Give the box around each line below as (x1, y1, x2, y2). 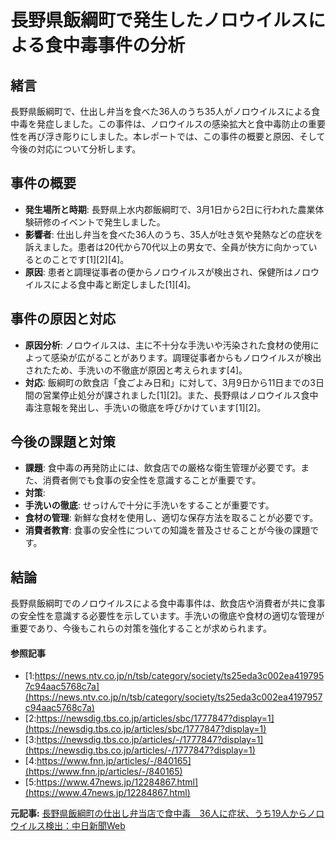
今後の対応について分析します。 (10, 143, 142, 155)
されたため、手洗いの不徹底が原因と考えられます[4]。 (24, 364, 248, 376)
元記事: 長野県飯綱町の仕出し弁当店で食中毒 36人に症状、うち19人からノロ (10, 807, 325, 820)
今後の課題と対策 (10, 434, 116, 451)
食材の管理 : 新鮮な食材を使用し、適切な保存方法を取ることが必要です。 (24, 512, 319, 524)
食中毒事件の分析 (44, 34, 186, 57)
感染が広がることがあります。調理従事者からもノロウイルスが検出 (50, 351, 322, 363)
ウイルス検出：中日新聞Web (10, 820, 126, 832)
